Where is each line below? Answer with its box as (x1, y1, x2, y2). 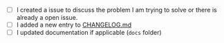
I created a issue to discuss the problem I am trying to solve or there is (16, 6, 217, 14)
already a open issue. (16, 14, 78, 22)
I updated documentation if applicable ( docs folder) (16, 29, 162, 37)
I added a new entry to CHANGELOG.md (16, 20, 132, 29)
